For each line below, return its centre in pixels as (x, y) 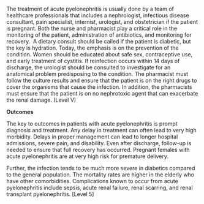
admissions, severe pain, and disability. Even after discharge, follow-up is (99, 143)
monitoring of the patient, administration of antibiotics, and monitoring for (99, 35)
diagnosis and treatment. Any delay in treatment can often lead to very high (102, 130)
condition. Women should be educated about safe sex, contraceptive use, (100, 54)
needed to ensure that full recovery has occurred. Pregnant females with (98, 150)
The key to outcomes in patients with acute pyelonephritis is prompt (92, 124)
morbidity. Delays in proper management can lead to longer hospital (92, 137)
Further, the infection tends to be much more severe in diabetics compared (101, 168)
